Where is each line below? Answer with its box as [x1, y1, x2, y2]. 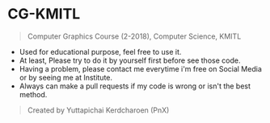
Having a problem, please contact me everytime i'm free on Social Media [19, 64, 262, 73]
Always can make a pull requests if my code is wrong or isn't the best [19, 81, 251, 91]
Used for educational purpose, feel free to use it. [19, 47, 182, 56]
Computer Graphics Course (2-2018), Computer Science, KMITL [27, 31, 242, 41]
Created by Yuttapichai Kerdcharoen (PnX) [27, 105, 170, 115]
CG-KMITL [7, 5, 81, 23]
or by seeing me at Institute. [19, 72, 113, 82]
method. [19, 89, 48, 99]
